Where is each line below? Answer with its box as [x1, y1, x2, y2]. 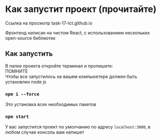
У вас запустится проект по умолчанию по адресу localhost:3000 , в [5, 124, 151, 130]
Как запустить [5, 49, 53, 58]
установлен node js [5, 78, 46, 84]
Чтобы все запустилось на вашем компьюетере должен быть [5, 73, 137, 79]
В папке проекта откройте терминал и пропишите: [5, 62, 113, 68]
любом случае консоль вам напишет [5, 129, 84, 135]
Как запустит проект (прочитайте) [5, 3, 156, 15]
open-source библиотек [5, 35, 56, 41]
